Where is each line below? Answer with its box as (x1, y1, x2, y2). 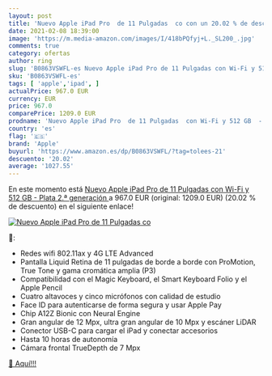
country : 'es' (8, 125, 57, 133)
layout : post (8, 11, 53, 20)
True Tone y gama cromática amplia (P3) (19, 266, 156, 276)
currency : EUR (8, 95, 57, 103)
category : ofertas (8, 49, 70, 57)
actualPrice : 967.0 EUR (8, 87, 89, 95)
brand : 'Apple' (8, 139, 60, 148)
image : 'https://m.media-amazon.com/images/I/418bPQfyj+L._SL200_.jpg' (8, 34, 255, 43)
